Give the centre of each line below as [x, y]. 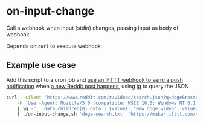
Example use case [41, 65]
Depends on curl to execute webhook [53, 46]
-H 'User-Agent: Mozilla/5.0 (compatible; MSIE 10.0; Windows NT [101, 103]
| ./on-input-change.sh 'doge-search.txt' [71, 114]
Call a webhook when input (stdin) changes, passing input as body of [92, 28]
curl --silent [24, 97]
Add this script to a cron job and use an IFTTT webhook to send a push [95, 79]
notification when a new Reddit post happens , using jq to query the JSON [98, 86]
